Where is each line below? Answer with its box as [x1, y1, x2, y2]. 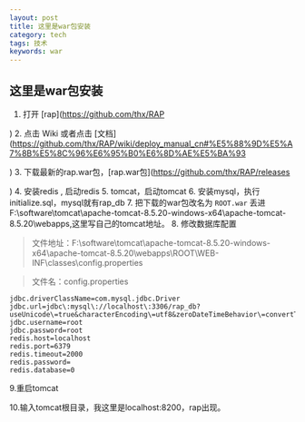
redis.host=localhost [9, 333, 92, 343]
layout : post [9, 13, 59, 23]
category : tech [9, 30, 67, 39]
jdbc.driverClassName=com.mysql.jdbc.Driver [9, 294, 181, 303]
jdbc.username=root [9, 318, 84, 327]
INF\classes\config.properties [31, 257, 143, 268]
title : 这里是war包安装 [9, 22, 91, 31]
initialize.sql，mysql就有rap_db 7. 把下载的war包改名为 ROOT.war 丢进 [9, 197, 266, 208]
